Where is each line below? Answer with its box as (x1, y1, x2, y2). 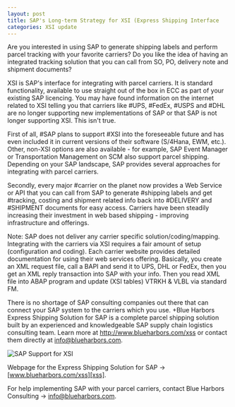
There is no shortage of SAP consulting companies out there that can (7, 298, 209, 307)
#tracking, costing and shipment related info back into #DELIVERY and (7, 196, 212, 205)
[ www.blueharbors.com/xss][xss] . (7, 371, 107, 379)
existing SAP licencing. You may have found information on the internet (7, 94, 214, 102)
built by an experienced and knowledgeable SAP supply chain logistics (7, 321, 213, 329)
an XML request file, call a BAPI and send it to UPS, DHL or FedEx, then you (7, 262, 227, 271)
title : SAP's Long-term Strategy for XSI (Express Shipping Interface (7, 17, 219, 24)
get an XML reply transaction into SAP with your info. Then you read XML (7, 269, 220, 279)
